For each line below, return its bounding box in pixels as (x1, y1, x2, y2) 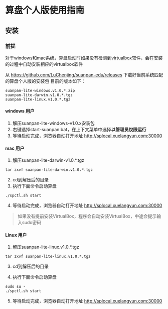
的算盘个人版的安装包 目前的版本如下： (5, 78, 86, 84)
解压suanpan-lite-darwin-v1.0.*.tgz (12, 157, 84, 163)
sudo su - (5, 284, 26, 289)
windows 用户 (5, 108, 35, 114)
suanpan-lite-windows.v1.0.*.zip (5, 88, 75, 93)
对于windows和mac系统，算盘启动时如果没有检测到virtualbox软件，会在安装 (5, 55, 163, 61)
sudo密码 (22, 220, 42, 226)
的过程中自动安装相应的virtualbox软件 (5, 61, 83, 67)
